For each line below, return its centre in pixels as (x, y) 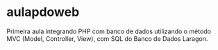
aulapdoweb (43, 12)
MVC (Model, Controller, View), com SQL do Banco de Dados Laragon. (107, 38)
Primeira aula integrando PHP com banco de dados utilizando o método (109, 31)
